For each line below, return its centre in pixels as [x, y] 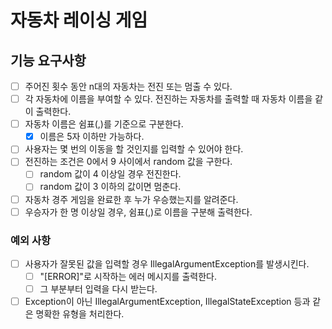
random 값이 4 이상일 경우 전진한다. [110, 174]
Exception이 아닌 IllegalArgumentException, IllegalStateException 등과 [167, 302]
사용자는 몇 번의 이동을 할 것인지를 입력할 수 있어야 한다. [134, 149]
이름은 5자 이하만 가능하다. [92, 137]
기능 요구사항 [48, 60]
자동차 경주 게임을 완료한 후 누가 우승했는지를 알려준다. [131, 199]
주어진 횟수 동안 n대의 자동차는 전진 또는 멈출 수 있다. [128, 86]
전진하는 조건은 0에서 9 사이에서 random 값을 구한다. [128, 162]
